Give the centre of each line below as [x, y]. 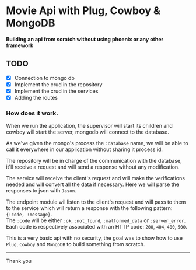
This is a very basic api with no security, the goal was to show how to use [94, 238]
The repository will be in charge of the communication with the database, [94, 161]
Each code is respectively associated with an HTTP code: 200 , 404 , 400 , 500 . [97, 227]
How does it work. [32, 113]
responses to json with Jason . [41, 191]
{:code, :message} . [29, 215]
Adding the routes [36, 97]
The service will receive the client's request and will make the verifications [96, 178]
